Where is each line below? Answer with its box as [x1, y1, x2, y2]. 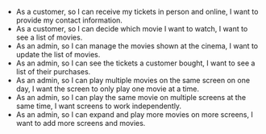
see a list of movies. [15, 32, 83, 42]
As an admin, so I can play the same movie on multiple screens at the [15, 93, 247, 102]
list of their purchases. [15, 67, 91, 76]
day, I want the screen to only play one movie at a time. [15, 84, 200, 94]
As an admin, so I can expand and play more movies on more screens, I [15, 110, 254, 119]
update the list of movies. [15, 50, 101, 59]
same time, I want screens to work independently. [15, 101, 182, 111]
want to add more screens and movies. [15, 119, 146, 128]
